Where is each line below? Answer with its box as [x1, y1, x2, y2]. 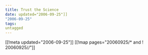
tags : [5, 21, 16, 26]
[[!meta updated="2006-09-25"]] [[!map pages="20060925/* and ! [5, 39, 144, 45]
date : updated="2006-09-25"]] [5, 12, 68, 17]
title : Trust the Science [5, 7, 59, 12]
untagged [5, 26, 23, 31]
